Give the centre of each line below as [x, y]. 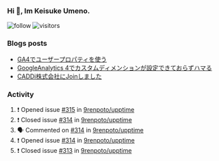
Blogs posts [27, 44]
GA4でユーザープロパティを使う [62, 59]
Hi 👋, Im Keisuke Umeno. [49, 11]
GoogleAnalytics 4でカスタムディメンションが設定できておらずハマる [114, 68]
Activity [21, 94]
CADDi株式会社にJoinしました [60, 76]
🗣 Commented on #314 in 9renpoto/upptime [80, 130]
